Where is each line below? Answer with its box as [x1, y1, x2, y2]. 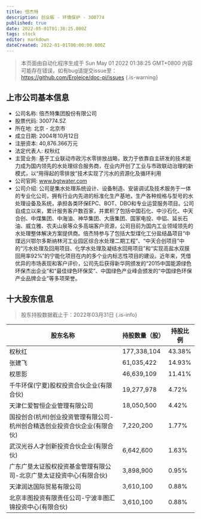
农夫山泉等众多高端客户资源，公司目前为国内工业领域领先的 [46, 222, 193, 229]
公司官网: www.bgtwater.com [14, 177, 88, 184]
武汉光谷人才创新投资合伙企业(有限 [9, 442, 108, 450]
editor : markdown [6, 37, 50, 43]
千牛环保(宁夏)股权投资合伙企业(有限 [9, 381, 112, 389]
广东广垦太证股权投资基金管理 [9, 462, 94, 470]
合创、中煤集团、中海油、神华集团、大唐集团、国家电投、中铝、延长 [14, 214, 183, 222]
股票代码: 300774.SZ [14, 117, 66, 124]
